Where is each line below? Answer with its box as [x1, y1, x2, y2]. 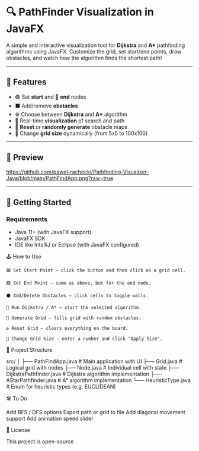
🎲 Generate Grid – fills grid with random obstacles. [6, 315, 142, 321]
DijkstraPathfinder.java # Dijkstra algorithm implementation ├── [6, 370, 162, 378]
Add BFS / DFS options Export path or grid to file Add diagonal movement [6, 409, 185, 416]
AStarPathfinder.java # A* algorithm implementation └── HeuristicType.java [6, 377, 191, 384]
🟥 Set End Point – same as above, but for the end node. [6, 280, 152, 286]
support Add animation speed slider [6, 415, 94, 422]
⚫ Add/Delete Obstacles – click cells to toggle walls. [6, 293, 149, 299]
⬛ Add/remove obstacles [14, 102, 78, 109]
